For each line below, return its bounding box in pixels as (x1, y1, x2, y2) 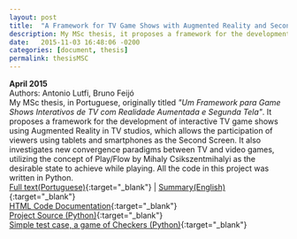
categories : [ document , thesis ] (9, 46, 128, 55)
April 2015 (9, 79, 48, 89)
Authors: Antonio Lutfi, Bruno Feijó (9, 88, 134, 98)
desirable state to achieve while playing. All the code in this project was (9, 163, 270, 173)
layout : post (9, 12, 57, 22)
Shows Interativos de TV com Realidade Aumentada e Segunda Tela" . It (9, 107, 272, 117)
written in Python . (9, 173, 73, 182)
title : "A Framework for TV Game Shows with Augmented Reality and (9, 21, 267, 30)
